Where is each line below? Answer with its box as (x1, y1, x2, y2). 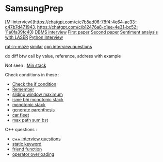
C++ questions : (5, 126, 37, 132)
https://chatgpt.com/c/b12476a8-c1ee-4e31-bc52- (37, 24, 138, 29)
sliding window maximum (12, 91, 63, 97)
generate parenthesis (12, 107, 55, 113)
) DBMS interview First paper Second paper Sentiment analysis (32, 29, 158, 35)
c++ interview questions (12, 136, 61, 142)
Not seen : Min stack (5, 62, 47, 68)
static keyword (12, 141, 42, 147)
